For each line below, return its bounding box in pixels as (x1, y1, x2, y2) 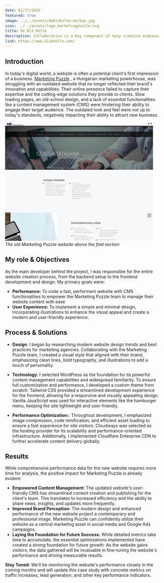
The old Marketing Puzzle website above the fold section (5, 241, 120, 247)
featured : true (5, 13, 36, 18)
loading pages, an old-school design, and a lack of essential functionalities (5, 96, 156, 102)
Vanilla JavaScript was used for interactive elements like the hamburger (12, 397, 157, 403)
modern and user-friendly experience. (12, 314, 89, 320)
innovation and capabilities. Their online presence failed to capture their (5, 86, 150, 92)
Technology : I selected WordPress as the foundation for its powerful (12, 372, 150, 377)
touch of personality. (12, 362, 54, 368)
